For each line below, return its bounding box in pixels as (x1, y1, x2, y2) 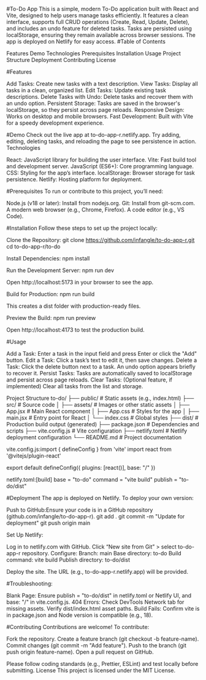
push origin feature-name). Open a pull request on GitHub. (6, 648, 154, 655)
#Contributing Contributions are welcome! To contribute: (6, 623, 150, 630)
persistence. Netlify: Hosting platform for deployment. (6, 176, 143, 183)
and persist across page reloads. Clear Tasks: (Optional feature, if (6, 376, 173, 383)
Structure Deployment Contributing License (6, 57, 116, 63)
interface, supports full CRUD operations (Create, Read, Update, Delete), (6, 18, 190, 25)
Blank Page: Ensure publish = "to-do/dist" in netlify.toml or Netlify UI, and (6, 592, 192, 599)
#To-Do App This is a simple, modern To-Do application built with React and (6, 6, 199, 12)
